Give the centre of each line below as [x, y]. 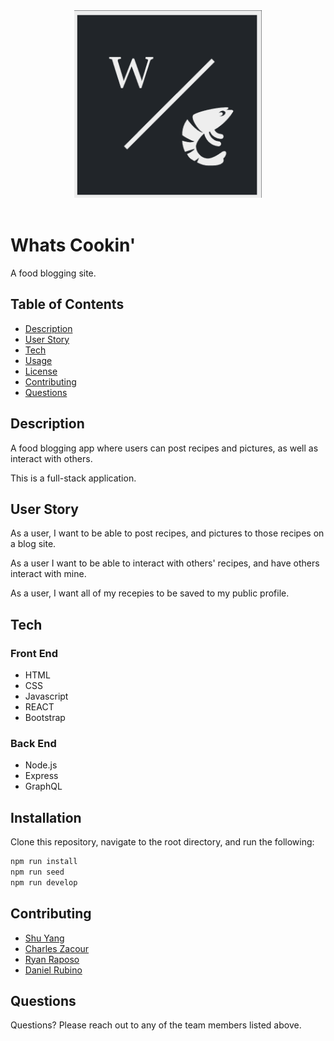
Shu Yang [44, 938]
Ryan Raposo [52, 959]
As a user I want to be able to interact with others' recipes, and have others [165, 563]
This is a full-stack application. [73, 478]
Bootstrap [45, 718]
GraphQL [43, 786]
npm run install [44, 862]
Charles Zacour [57, 948]
